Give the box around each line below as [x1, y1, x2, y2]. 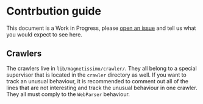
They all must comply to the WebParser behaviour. [6, 90, 130, 98]
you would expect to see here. [6, 30, 82, 38]
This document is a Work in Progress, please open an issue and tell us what [6, 24, 196, 32]
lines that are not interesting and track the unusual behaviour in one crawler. [6, 84, 198, 91]
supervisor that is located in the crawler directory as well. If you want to [6, 71, 187, 78]
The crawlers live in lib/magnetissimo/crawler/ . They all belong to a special [6, 64, 197, 72]
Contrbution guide [6, 4, 102, 18]
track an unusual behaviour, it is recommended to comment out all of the [6, 77, 189, 85]
